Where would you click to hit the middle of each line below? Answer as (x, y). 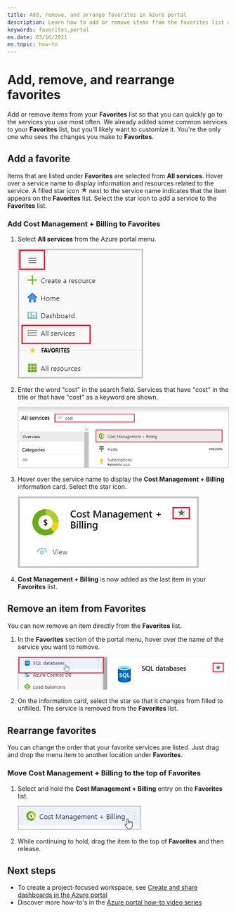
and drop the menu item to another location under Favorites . (95, 755)
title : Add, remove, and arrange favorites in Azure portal (97, 15)
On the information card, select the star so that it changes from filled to (120, 701)
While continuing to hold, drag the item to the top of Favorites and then (120, 841)
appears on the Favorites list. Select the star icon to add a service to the (112, 198)
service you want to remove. (59, 647)
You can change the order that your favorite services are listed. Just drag (113, 747)
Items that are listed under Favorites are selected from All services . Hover (115, 176)
